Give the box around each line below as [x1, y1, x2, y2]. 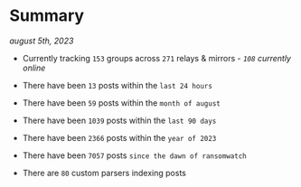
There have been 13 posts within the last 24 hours [22, 79, 212, 90]
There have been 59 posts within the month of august [22, 97, 221, 108]
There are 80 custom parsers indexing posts [22, 167, 187, 178]
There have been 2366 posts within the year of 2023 [22, 132, 217, 143]
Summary [9, 5, 84, 26]
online [22, 62, 46, 73]
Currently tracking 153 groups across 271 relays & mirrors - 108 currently [22, 52, 292, 63]
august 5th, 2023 [9, 35, 74, 46]
